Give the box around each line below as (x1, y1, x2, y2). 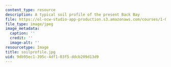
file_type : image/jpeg (5, 21, 53, 27)
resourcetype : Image (5, 45, 49, 50)
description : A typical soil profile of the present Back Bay (5, 12, 140, 17)
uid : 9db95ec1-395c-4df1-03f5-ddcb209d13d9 (5, 54, 99, 59)
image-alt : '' (10, 40, 40, 45)
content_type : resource (5, 7, 56, 13)
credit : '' (10, 36, 33, 41)
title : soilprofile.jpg (5, 49, 56, 54)
